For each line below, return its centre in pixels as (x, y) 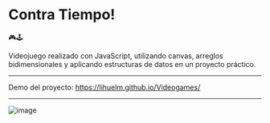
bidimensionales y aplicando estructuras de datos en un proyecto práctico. (132, 64)
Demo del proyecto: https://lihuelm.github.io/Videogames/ (104, 87)
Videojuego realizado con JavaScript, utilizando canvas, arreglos (116, 56)
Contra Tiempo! (62, 15)
